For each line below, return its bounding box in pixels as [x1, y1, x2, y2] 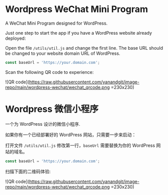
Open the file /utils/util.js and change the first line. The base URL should [5, 45, 163, 51]
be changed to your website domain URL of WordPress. [5, 50, 121, 56]
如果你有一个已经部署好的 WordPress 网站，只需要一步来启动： [5, 132, 136, 138]
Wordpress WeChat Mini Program [5, 4, 148, 15]
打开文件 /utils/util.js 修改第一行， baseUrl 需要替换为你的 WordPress [5, 142, 155, 148]
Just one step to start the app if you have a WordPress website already [5, 30, 152, 36]
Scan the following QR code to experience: [5, 69, 94, 75]
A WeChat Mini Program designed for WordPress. [5, 20, 108, 26]
